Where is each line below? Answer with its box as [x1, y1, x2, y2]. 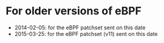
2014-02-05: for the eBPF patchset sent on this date [14, 24, 146, 31]
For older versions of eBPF [5, 4, 142, 18]
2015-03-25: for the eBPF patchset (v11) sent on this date [14, 30, 158, 37]
